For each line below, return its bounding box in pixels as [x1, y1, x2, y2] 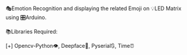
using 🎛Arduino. [5, 14, 47, 21]
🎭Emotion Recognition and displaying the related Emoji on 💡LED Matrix [5, 5, 182, 12]
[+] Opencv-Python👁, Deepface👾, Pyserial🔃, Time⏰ [5, 42, 135, 49]
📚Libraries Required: [5, 28, 58, 35]
